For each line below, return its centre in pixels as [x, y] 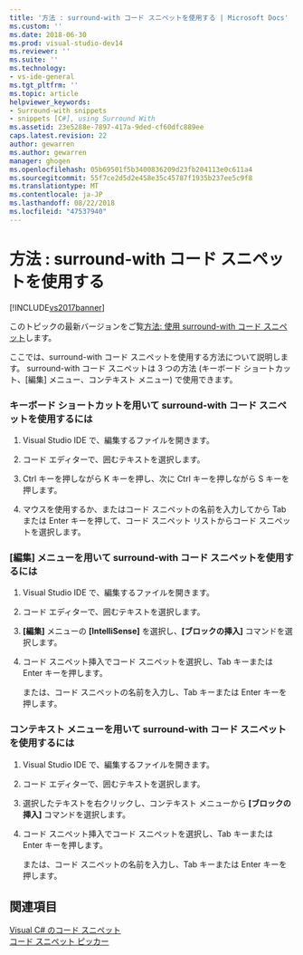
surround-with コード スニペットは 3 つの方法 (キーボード [134, 368]
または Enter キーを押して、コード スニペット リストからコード [139, 520]
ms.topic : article [44, 93]
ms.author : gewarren [48, 152]
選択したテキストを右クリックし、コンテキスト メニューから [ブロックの [157, 803]
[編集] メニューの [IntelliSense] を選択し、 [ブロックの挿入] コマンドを [153, 632]
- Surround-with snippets [58, 111]
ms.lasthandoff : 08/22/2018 [62, 203]
